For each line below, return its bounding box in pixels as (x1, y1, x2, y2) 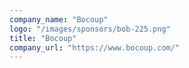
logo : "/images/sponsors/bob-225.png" (9, 24, 171, 34)
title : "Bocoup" (9, 33, 77, 43)
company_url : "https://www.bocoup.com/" (9, 42, 181, 53)
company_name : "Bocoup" (9, 14, 109, 25)
